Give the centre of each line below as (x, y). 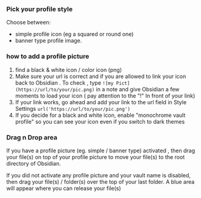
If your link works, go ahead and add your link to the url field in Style (101, 102)
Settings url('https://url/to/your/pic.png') (73, 108)
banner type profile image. (48, 41)
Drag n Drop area (32, 137)
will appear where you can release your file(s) (64, 188)
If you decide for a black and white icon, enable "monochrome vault (100, 115)
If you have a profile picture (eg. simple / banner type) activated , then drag (101, 150)
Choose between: (29, 23)
